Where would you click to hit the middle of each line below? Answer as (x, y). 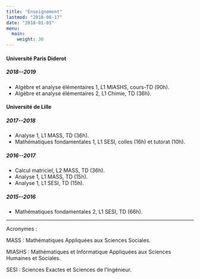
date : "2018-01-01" (30, 23)
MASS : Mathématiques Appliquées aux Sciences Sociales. (78, 240)
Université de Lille (29, 107)
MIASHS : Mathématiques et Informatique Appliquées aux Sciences (89, 252)
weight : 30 (30, 39)
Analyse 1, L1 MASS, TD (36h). (52, 136)
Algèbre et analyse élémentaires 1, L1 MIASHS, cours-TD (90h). (92, 87)
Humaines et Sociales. (34, 258)
